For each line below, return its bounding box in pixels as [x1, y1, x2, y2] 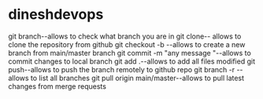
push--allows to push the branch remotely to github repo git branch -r [8, 64, 235, 74]
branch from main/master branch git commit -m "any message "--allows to [8, 48, 252, 57]
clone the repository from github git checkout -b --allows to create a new [8, 39, 246, 49]
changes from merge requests [8, 81, 106, 91]
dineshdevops [8, 5, 104, 24]
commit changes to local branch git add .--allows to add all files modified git [8, 57, 256, 66]
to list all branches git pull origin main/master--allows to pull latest [30, 73, 245, 82]
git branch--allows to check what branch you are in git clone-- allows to [8, 31, 242, 41]
